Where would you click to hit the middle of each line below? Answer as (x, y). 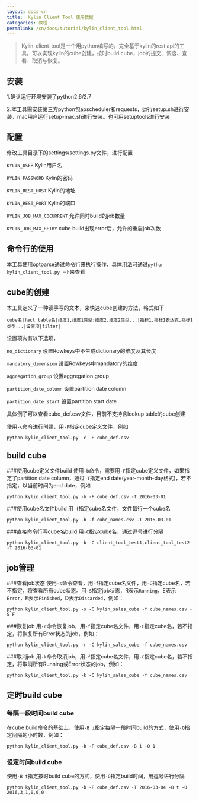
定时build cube (35, 695)
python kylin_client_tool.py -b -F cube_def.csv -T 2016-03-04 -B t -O (97, 787)
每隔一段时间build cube (41, 713)
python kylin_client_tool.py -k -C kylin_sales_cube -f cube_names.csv (97, 675)
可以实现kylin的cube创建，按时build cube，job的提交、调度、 (107, 53)
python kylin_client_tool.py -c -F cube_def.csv (68, 438)
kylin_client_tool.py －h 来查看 (46, 271)
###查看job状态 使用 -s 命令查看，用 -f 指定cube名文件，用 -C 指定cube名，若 (99, 583)
